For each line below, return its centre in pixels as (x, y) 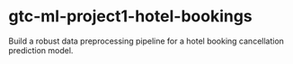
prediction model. (41, 50)
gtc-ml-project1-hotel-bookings (130, 16)
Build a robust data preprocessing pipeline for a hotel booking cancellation (146, 41)
